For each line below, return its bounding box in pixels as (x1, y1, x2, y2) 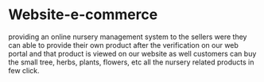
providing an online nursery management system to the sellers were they (8, 32, 247, 41)
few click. (8, 65, 40, 75)
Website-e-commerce (8, 6, 158, 24)
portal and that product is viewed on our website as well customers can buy (8, 49, 257, 58)
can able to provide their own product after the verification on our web (8, 40, 239, 49)
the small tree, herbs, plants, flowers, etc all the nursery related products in (8, 57, 254, 67)
